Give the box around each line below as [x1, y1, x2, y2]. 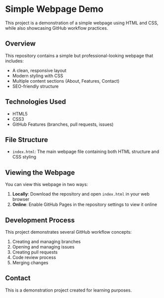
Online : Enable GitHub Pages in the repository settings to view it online [12, 201, 158, 207]
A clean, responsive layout [12, 67, 67, 73]
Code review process [12, 254, 56, 260]
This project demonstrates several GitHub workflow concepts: [5, 229, 132, 235]
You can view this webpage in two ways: [5, 182, 88, 188]
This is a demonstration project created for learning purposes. [5, 287, 132, 293]
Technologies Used [5, 98, 66, 106]
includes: [5, 58, 24, 64]
